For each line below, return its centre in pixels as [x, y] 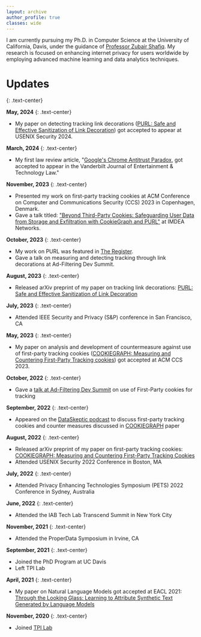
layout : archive [26, 12]
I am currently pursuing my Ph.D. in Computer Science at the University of [97, 40]
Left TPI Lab [30, 568]
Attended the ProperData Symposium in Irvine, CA [77, 538]
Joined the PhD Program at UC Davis [61, 562]
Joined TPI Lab [34, 628]
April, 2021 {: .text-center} [39, 580]
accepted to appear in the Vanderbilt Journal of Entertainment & [94, 166]
